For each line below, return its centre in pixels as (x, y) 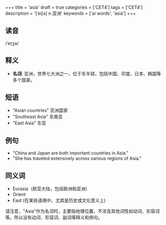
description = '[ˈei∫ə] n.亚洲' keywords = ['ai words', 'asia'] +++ (71, 13)
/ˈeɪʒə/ (12, 43)
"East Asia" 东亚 (29, 123)
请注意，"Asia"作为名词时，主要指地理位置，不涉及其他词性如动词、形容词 (82, 211)
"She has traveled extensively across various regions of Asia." (77, 158)
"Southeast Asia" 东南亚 (38, 117)
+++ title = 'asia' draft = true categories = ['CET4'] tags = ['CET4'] (74, 7)
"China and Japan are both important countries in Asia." (70, 153)
